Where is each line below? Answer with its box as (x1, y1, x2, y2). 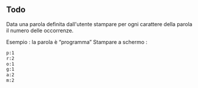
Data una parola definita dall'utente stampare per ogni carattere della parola (6, 20, 193, 27)
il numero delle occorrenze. (6, 27, 74, 34)
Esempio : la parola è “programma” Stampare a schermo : (6, 38, 148, 45)
